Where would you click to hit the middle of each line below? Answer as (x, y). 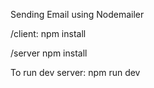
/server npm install (49, 53)
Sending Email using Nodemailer (77, 14)
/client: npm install (48, 33)
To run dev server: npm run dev (75, 72)
